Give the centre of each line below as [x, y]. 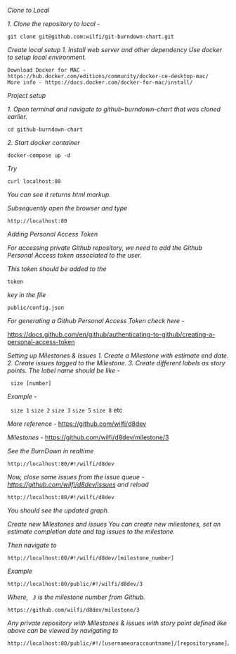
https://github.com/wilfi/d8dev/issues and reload [78, 484]
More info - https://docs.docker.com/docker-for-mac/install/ [100, 82]
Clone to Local [28, 10]
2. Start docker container [44, 143]
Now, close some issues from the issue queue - [76, 477]
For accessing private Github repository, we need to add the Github [105, 248]
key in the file [27, 295]
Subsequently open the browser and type [67, 208]
